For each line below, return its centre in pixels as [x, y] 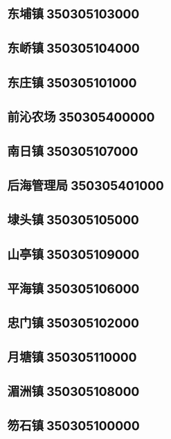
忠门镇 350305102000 [73, 323]
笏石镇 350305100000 [73, 426]
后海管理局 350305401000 [85, 186]
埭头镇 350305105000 [73, 220]
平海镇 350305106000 [73, 289]
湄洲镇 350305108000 [73, 392]
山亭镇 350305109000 [73, 255]
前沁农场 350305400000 [81, 117]
